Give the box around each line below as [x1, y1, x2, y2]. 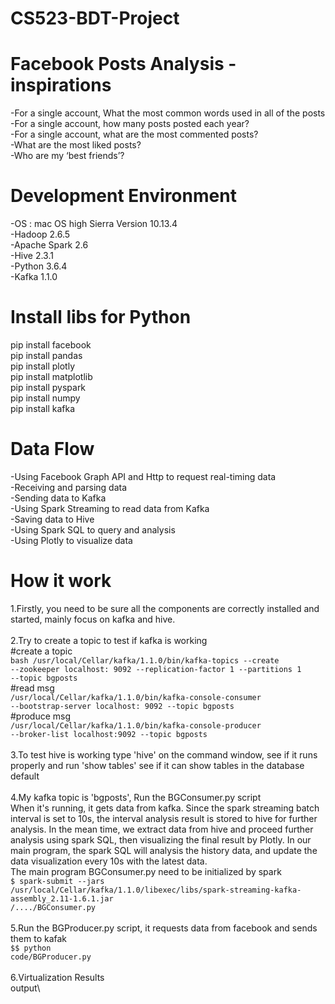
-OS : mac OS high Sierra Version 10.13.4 [10, 218, 178, 230]
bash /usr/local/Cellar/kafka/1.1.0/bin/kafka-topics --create [10, 655, 280, 666]
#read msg [10, 682, 55, 694]
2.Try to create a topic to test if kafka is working [10, 634, 208, 646]
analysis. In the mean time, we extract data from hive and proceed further [10, 823, 314, 835]
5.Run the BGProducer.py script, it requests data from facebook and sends [10, 922, 318, 934]
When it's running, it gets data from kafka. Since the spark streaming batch [10, 802, 320, 814]
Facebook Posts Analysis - [10, 53, 237, 76]
